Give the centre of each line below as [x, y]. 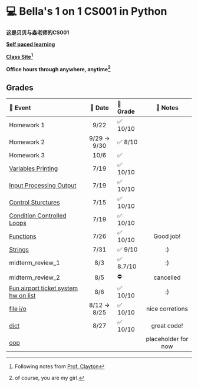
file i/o [18, 309]
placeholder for [167, 339]
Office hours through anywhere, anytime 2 [58, 68]
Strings [19, 250]
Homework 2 [27, 142]
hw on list [22, 296]
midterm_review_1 [34, 263]
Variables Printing [34, 168]
